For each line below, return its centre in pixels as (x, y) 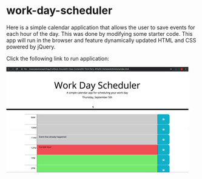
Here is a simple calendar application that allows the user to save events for (101, 27)
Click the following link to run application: (58, 58)
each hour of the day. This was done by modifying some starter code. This (99, 33)
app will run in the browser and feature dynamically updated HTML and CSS (101, 40)
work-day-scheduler (59, 11)
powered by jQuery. (31, 47)
